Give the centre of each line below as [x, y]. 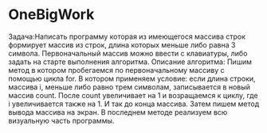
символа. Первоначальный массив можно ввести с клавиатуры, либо [128, 53]
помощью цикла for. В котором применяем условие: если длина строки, [132, 78]
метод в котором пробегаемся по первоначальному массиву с [116, 70]
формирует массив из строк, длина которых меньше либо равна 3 [122, 44]
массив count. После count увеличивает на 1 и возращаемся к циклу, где [133, 95]
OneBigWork [51, 15]
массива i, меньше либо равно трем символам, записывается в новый [130, 87]
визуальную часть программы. [61, 120]
